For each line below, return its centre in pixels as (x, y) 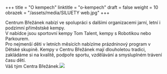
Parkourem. (17, 39)
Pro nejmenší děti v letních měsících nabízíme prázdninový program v (78, 44)
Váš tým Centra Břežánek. (32, 66)
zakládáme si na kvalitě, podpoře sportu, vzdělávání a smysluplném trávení (84, 55)
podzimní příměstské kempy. (35, 28)
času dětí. (16, 60)
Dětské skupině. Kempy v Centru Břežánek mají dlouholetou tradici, (76, 49)
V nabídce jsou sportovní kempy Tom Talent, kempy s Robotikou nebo (78, 33)
